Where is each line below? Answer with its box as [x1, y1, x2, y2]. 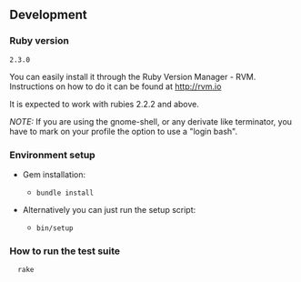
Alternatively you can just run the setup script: [22, 204, 196, 215]
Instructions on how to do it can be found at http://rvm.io [9, 81, 222, 92]
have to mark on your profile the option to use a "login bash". [9, 126, 238, 136]
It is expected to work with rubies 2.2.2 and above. [9, 98, 200, 109]
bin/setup [35, 223, 75, 233]
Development [9, 7, 88, 23]
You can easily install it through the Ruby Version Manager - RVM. [9, 71, 256, 82]
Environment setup [9, 148, 95, 161]
